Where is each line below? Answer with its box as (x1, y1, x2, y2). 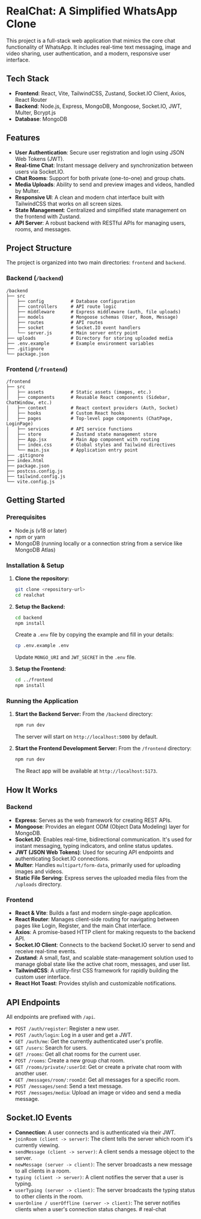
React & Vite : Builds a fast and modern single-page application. (14, 909, 173, 917)
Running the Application (6, 697, 79, 705)
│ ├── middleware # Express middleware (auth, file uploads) (6, 309, 181, 315)
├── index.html (6, 457, 44, 463)
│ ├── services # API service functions (6, 426, 133, 432)
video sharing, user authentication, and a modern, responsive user (6, 49, 171, 57)
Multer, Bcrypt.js (14, 108, 56, 116)
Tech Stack (6, 74, 49, 84)
